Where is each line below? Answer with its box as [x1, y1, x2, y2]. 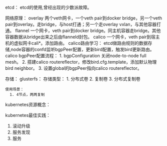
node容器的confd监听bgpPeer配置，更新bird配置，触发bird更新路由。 [10, 47, 154, 52]
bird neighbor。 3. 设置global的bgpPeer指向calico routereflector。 [5, 65, 142, 71]
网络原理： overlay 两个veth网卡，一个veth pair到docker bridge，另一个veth [5, 15, 162, 21]
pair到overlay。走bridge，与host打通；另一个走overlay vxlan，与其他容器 [5, 22, 157, 27]
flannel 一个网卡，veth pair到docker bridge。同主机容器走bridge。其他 [14, 28, 161, 34]
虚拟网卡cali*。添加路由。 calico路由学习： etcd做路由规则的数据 [13, 40, 148, 46]
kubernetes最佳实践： [5, 112, 51, 118]
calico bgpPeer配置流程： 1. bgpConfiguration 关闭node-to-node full [5, 53, 146, 59]
